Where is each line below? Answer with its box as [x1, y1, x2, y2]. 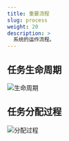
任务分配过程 [7, 106, 62, 118]
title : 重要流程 [7, 10, 50, 17]
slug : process [7, 17, 48, 24]
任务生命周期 [7, 64, 62, 75]
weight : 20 [7, 23, 39, 30]
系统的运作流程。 [13, 36, 55, 43]
